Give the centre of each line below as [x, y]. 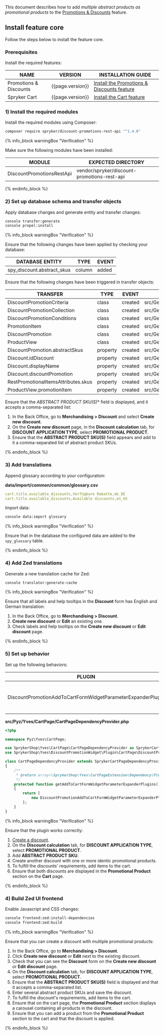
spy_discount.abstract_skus [39, 270]
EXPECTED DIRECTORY [117, 162]
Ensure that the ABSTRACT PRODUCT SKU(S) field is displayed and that [85, 982]
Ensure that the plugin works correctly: [44, 830]
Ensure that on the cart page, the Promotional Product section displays [84, 1003]
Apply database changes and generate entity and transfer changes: [73, 212]
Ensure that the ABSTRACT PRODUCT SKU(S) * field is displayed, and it [77, 402]
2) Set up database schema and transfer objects [63, 202]
